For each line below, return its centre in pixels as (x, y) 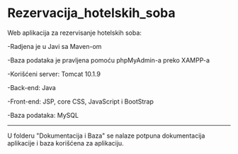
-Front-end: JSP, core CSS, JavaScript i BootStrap (81, 101)
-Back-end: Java (32, 87)
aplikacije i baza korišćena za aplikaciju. (66, 143)
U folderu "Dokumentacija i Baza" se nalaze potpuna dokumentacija (106, 136)
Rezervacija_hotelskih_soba (91, 13)
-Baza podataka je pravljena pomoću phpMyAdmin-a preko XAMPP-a (109, 60)
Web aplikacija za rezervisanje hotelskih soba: (74, 33)
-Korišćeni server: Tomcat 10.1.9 (54, 74)
